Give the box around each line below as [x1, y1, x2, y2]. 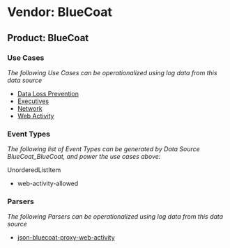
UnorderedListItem [7, 166, 61, 174]
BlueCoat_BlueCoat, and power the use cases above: [7, 153, 161, 161]
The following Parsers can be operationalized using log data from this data [7, 212, 224, 221]
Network [17, 104, 43, 112]
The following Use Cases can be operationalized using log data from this [7, 68, 217, 77]
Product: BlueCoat [7, 32, 89, 44]
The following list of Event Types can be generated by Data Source [7, 145, 200, 153]
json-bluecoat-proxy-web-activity [17, 233, 115, 242]
